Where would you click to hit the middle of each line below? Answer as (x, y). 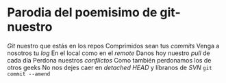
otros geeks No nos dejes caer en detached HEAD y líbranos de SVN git (110, 67)
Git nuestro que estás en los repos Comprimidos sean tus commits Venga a (113, 46)
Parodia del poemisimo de (82, 13)
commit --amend (29, 74)
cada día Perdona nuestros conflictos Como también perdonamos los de (109, 60)
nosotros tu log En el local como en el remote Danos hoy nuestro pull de (109, 53)
